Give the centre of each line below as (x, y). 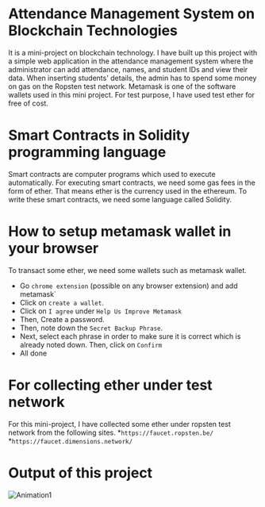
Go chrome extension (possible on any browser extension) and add (129, 286)
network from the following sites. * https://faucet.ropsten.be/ (111, 432)
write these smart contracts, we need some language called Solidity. (120, 199)
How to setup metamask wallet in (120, 232)
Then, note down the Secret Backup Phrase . (91, 328)
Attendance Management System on (132, 14)
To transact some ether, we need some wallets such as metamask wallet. (128, 270)
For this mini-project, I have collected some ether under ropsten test (120, 424)
